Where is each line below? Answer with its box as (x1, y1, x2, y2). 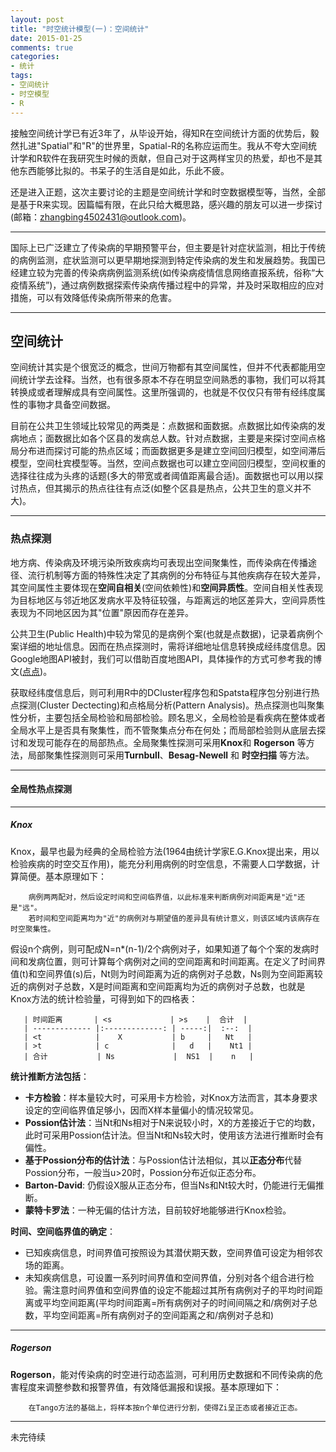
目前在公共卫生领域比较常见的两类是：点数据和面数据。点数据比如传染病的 (10, 420, 317, 432)
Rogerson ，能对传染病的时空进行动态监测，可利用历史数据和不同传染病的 (10, 1368, 315, 1380)
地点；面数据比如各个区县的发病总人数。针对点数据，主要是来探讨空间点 (18, 432, 317, 445)
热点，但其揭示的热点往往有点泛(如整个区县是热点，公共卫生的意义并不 (18, 482, 312, 495)
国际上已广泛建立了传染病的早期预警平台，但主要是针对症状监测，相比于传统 (10, 241, 326, 253)
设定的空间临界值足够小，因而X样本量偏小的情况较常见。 (24, 1104, 260, 1116)
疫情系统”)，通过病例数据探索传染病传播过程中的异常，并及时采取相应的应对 (10, 279, 325, 291)
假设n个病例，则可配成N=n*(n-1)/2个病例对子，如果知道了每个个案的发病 (10, 942, 311, 955)
